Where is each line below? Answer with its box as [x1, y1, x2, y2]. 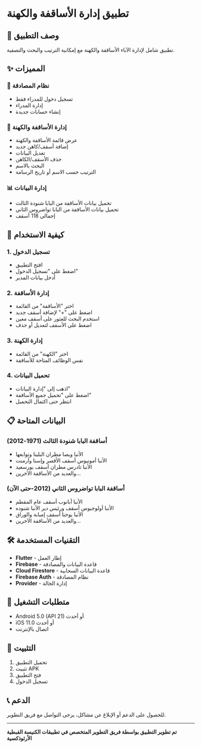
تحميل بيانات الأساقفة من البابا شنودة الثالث [15, 199, 112, 207]
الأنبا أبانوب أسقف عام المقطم [15, 498, 83, 505]
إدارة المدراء [15, 101, 44, 108]
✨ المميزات [7, 63, 45, 74]
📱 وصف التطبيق [7, 31, 59, 41]
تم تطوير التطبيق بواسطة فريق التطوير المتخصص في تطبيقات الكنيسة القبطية [7, 728, 177, 735]
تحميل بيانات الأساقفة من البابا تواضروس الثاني [15, 206, 119, 213]
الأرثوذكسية [7, 735, 32, 742]
